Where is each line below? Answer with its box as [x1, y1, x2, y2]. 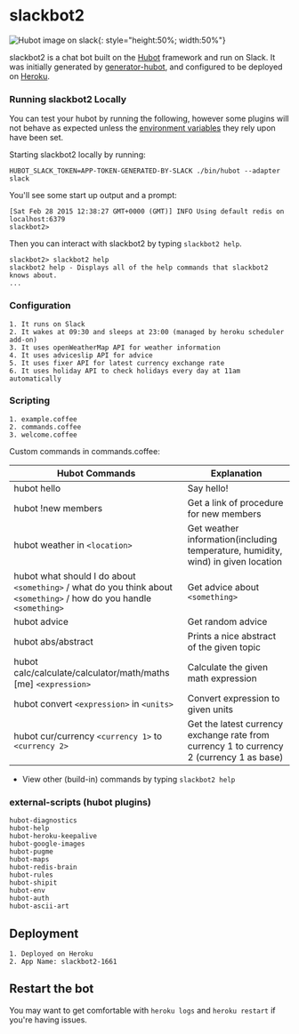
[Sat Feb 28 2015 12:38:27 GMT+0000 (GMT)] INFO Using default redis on [9, 207, 285, 216]
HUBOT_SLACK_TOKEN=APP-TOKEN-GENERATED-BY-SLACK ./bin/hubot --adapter [9, 166, 280, 176]
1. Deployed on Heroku [9, 949, 93, 958]
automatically [9, 374, 62, 383]
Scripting [9, 395, 51, 407]
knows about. [9, 271, 58, 280]
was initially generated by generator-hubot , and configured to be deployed [9, 61, 283, 72]
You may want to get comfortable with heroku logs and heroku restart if [9, 1005, 276, 1015]
